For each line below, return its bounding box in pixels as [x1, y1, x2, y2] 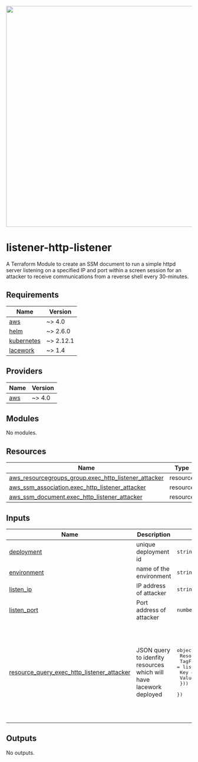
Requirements [6, 290, 59, 300]
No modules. [6, 429, 37, 436]
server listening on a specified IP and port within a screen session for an [6, 266, 181, 273]
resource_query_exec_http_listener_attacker [9, 668, 131, 676]
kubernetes [9, 337, 41, 345]
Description [137, 530, 171, 539]
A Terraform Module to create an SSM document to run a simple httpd [6, 260, 176, 268]
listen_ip [9, 585, 32, 593]
